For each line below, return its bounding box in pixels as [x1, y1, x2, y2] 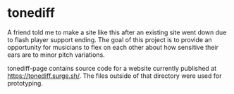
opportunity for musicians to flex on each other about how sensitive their [7, 43, 218, 51]
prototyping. [7, 79, 44, 87]
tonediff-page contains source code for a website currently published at [7, 64, 217, 72]
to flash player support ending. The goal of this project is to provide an [7, 35, 213, 43]
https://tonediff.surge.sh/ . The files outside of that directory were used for [7, 72, 222, 80]
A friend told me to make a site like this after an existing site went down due [7, 28, 227, 36]
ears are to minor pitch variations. [7, 51, 106, 59]
